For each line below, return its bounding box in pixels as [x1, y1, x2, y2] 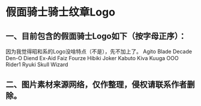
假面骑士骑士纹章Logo [5, 5, 115, 19]
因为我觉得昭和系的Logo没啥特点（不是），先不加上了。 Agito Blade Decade [5, 48, 193, 55]
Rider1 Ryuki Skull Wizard [5, 61, 68, 68]
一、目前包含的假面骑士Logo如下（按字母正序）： [5, 31, 187, 41]
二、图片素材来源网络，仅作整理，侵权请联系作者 [5, 80, 187, 90]
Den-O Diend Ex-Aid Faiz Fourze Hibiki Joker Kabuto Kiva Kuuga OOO [5, 55, 179, 61]
